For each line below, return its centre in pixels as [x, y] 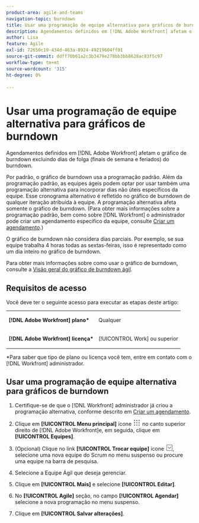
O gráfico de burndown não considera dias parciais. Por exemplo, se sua [95, 239]
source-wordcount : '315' [37, 69]
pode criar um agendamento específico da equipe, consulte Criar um [90, 221]
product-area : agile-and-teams [45, 12]
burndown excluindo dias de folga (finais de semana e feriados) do [88, 160]
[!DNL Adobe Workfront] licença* [51, 339]
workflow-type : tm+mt [33, 62]
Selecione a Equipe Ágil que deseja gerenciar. [71, 473]
